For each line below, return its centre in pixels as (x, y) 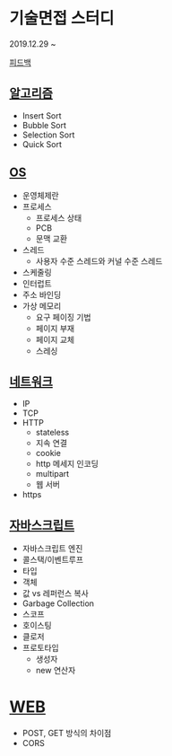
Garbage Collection (58, 603)
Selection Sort (48, 135)
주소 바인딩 (42, 294)
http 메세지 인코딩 (67, 464)
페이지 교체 (55, 339)
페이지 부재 (55, 328)
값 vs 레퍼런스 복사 (56, 593)
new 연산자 (56, 671)
